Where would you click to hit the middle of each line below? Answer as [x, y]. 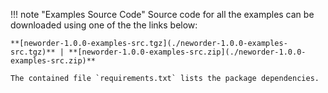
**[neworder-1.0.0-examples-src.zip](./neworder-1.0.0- [187, 52]
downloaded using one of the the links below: [104, 25]
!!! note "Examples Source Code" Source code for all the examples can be [162, 14]
